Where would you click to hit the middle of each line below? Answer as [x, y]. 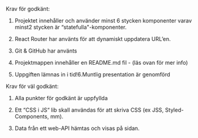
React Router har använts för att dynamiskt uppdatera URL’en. [93, 39]
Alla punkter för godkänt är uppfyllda [61, 98]
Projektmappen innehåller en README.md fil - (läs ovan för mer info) [101, 63]
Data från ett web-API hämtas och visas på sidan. [77, 128]
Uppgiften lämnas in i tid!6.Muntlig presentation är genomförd [92, 74]
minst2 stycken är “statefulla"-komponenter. [70, 27]
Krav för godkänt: [28, 9]
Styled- [174, 110]
